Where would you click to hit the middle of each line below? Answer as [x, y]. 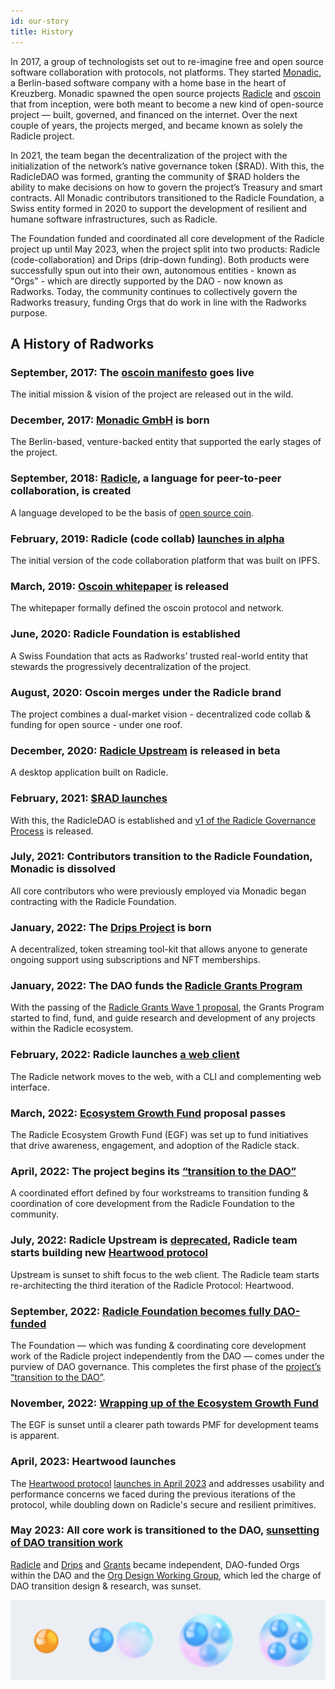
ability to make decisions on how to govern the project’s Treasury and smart [166, 187]
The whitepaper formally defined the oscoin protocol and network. [147, 608]
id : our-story [40, 21]
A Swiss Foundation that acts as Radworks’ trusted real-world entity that [159, 656]
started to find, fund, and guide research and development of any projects [163, 1018]
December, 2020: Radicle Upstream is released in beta [145, 750]
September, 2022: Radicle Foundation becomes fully [141, 1311]
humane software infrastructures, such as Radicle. [114, 219]
